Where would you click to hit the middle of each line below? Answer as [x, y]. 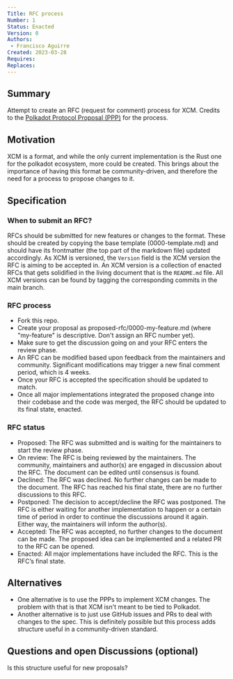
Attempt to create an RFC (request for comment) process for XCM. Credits [114, 110]
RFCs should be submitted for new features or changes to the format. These [116, 235]
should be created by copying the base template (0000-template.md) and [113, 243]
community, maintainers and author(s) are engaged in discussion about [120, 465]
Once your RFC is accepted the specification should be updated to [113, 380]
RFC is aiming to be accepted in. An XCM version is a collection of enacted [114, 265]
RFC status [26, 428]
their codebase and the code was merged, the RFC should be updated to [122, 402]
